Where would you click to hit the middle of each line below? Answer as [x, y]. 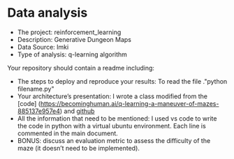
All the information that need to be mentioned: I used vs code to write [117, 118]
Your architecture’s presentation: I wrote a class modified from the [112, 96]
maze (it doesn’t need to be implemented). [78, 148]
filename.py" [36, 89]
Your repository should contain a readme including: [81, 68]
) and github [77, 111]
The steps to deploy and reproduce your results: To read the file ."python [122, 81]
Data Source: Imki [43, 47]
